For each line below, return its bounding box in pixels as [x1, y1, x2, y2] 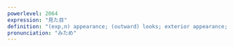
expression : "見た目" [7, 17, 67, 23]
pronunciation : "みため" [7, 29, 77, 37]
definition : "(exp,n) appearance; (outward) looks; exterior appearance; [7, 23, 228, 30]
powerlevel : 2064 [7, 10, 58, 17]
